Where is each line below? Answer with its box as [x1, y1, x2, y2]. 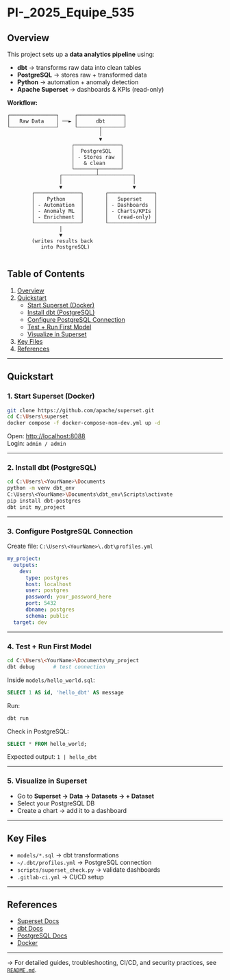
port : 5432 [25, 600, 57, 607]
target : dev [13, 618, 48, 626]
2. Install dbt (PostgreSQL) [7, 463, 97, 473]
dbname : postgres [25, 606, 75, 614]
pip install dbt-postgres [7, 498, 81, 505]
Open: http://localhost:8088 [7, 432, 86, 440]
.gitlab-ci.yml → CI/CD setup [16, 872, 104, 881]
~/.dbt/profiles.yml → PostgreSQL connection [16, 858, 152, 866]
